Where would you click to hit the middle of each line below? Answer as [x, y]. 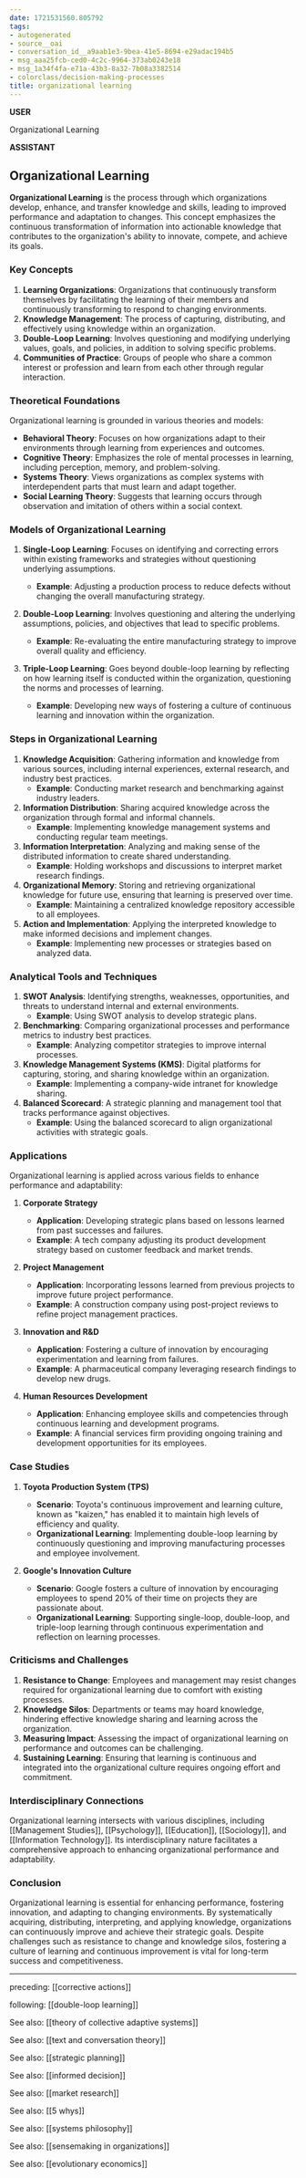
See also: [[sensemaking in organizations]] [90, 2146]
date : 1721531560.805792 [56, 18]
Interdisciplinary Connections [76, 1800]
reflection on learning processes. [98, 1636]
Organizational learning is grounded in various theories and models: [137, 421]
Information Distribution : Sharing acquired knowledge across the [146, 808]
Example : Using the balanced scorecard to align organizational [154, 1122]
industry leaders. [68, 797]
